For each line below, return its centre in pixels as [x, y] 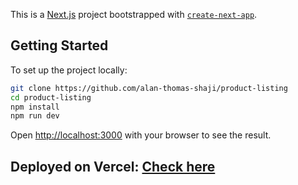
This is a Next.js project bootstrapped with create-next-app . [134, 14]
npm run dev [35, 116]
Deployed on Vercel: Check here [113, 166]
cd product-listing [51, 97]
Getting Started [59, 45]
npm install [35, 107]
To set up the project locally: [69, 70]
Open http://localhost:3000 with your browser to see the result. [141, 135]
